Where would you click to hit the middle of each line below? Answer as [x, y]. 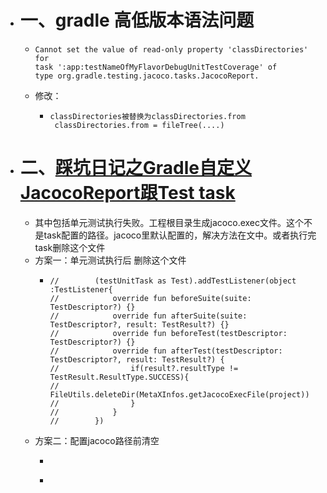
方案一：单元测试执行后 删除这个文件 [110, 260]
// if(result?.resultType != [144, 368]
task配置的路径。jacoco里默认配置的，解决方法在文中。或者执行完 [180, 235]
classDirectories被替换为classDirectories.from [147, 116]
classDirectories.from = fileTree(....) [139, 125]
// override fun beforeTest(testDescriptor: [168, 333]
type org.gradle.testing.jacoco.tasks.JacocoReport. [147, 76]
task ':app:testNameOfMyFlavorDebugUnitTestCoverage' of [156, 67]
